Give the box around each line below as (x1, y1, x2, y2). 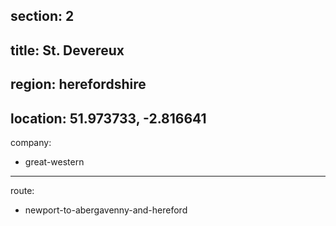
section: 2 (10, 8, 75, 25)
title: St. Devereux (10, 42, 125, 59)
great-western (24, 155, 85, 168)
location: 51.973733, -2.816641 (10, 110, 207, 127)
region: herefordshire (10, 76, 147, 93)
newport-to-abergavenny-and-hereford (24, 204, 188, 216)
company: (10, 136, 52, 148)
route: (10, 184, 35, 196)
